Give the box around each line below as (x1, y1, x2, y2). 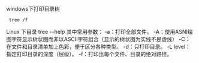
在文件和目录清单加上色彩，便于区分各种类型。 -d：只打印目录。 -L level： (6, 43, 191, 50)
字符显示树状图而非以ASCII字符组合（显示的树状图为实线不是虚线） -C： (11, 36, 191, 43)
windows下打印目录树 (6, 5, 60, 12)
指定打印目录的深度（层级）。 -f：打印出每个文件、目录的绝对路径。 (6, 51, 173, 58)
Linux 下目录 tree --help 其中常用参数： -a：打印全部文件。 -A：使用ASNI (6, 29, 188, 35)
